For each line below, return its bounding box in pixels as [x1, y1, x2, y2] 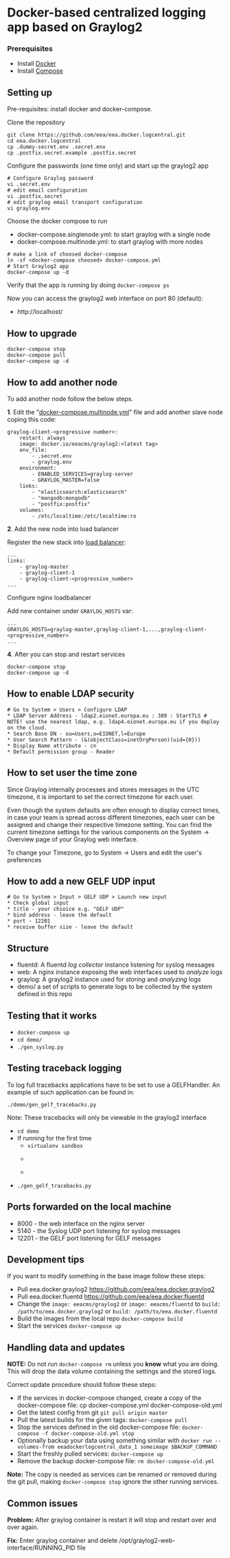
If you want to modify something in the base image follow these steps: [7, 1272, 206, 1280]
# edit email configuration [7, 187, 88, 194]
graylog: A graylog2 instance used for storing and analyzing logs [16, 975, 201, 984]
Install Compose [16, 67, 63, 75]
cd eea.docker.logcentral [7, 137, 81, 145]
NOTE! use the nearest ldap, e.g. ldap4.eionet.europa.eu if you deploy [7, 718, 220, 725]
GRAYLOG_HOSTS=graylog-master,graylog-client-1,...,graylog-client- [7, 626, 207, 633]
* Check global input [7, 900, 69, 907]
